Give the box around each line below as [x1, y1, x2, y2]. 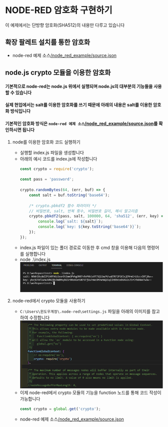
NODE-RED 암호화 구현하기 [5, 4, 112, 16]
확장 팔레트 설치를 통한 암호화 [5, 38, 90, 46]
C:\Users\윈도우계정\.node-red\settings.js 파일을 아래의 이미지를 [19, 308, 151, 314]
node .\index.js [19, 256, 51, 262]
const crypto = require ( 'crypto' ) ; [19, 166, 94, 171]
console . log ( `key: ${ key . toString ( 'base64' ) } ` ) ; [37, 224, 141, 229]
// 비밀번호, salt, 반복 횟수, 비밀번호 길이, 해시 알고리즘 [29, 208, 138, 213]
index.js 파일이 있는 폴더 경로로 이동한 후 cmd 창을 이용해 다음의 [19, 244, 146, 250]
